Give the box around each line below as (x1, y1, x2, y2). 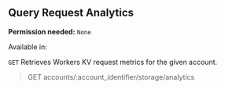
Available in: (8, 42, 47, 52)
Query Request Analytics (8, 6, 135, 20)
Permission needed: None (8, 27, 92, 36)
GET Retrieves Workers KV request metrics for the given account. (8, 57, 218, 66)
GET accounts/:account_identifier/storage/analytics (27, 72, 195, 81)
